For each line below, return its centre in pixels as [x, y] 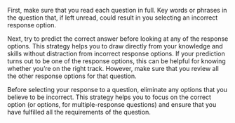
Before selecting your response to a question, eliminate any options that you [117, 90]
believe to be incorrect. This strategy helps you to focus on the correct [109, 97]
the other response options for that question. [72, 76]
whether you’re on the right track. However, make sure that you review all [113, 69]
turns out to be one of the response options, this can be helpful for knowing [116, 61]
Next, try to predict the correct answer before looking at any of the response [118, 39]
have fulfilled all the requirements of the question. [79, 112]
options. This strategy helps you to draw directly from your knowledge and [115, 46]
